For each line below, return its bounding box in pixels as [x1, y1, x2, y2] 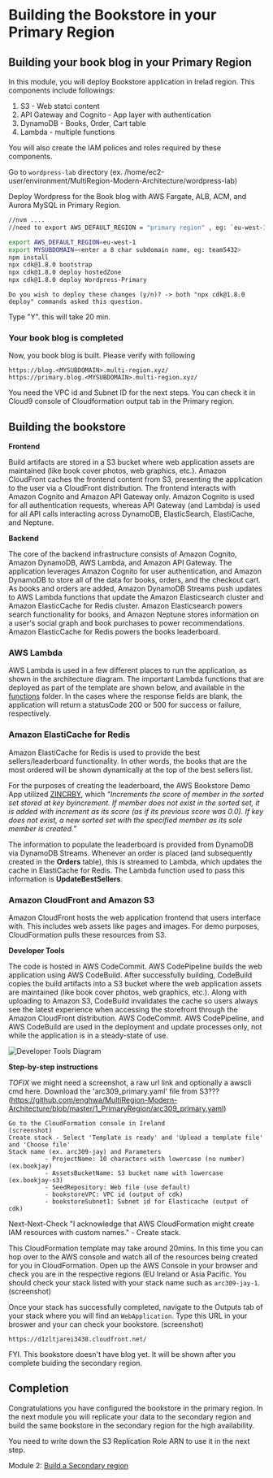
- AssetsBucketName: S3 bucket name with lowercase [44, 1169, 223, 1177]
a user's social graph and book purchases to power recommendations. [8, 618, 245, 628]
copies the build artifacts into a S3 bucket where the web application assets [8, 979, 262, 988]
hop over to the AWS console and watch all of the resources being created [8, 1252, 258, 1261]
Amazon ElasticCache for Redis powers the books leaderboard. [8, 627, 221, 637]
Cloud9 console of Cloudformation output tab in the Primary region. [8, 397, 235, 406]
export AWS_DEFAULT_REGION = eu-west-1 [8, 238, 136, 246]
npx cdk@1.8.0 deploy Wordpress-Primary [8, 276, 148, 284]
